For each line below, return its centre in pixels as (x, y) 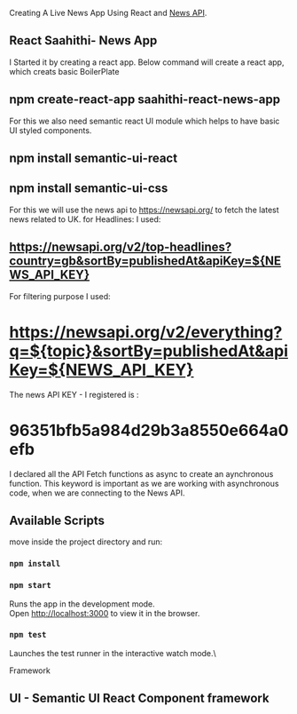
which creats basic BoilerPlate (64, 71)
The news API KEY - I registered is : (74, 394)
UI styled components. (51, 130)
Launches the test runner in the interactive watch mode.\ (113, 653)
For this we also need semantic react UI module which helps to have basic (145, 121)
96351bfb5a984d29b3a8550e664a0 (149, 430)
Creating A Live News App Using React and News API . (108, 13)
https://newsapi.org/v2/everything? (146, 332)
